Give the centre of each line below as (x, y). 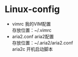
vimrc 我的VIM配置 (31, 24)
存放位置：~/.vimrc (32, 30)
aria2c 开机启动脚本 (32, 49)
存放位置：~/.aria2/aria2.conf (43, 43)
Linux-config (32, 9)
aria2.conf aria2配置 (33, 36)
